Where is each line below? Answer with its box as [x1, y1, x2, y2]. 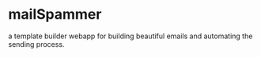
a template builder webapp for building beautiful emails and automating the [8, 31, 253, 41]
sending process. [8, 39, 65, 48]
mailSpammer [8, 5, 102, 23]
